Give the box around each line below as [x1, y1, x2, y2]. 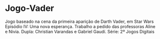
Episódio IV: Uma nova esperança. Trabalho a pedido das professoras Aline [5, 23, 156, 29]
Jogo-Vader [5, 3, 54, 14]
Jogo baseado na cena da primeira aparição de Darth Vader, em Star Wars [5, 19, 154, 24]
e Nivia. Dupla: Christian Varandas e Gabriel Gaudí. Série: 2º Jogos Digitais [5, 29, 155, 34]
